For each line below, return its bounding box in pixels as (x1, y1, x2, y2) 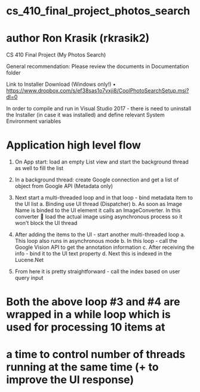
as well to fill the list (14, 165, 64, 172)
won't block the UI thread (14, 220, 78, 227)
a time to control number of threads (6, 348, 186, 362)
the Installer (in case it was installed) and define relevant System (6, 112, 165, 119)
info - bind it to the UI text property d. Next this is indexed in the (14, 250, 172, 257)
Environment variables (6, 118, 61, 125)
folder (6, 69, 21, 76)
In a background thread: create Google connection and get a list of (14, 176, 179, 183)
